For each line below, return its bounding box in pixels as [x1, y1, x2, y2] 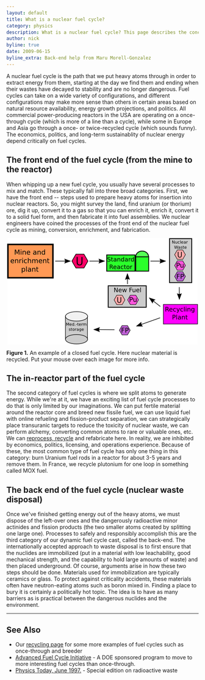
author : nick [6, 35, 40, 42]
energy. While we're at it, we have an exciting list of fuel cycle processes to [6, 396, 195, 403]
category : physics [6, 23, 53, 29]
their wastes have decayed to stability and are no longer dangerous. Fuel [6, 85, 190, 93]
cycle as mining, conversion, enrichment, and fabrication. [6, 226, 151, 233]
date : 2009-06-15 [6, 49, 51, 55]
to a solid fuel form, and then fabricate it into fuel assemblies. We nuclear [6, 213, 190, 220]
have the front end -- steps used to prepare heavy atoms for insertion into [6, 193, 192, 201]
